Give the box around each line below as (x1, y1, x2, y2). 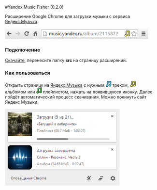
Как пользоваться (5, 70, 50, 77)
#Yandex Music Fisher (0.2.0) (5, 4, 64, 10)
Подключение (5, 46, 41, 53)
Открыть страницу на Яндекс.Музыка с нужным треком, (5, 82, 129, 88)
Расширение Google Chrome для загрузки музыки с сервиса (5, 14, 130, 19)
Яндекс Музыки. (5, 99, 39, 105)
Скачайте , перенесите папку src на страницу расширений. (5, 58, 127, 63)
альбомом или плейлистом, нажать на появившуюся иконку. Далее (5, 89, 153, 95)
